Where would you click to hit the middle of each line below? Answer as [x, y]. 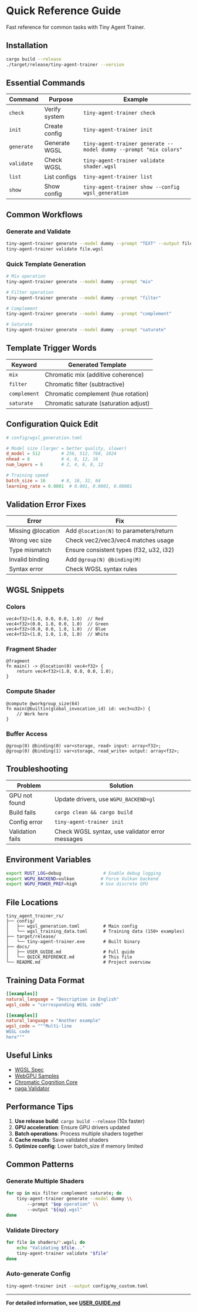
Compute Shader [31, 692]
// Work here [33, 714]
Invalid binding [29, 559]
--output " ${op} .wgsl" [55, 1209]
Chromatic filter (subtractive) [85, 384]
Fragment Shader [31, 649]
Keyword [24, 364]
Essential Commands [46, 83]
